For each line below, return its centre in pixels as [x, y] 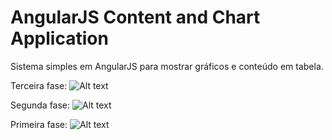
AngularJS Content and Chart [135, 17]
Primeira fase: [39, 124]
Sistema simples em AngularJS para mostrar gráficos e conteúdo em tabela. [167, 66]
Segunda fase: [40, 105]
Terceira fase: [39, 85]
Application [59, 38]
